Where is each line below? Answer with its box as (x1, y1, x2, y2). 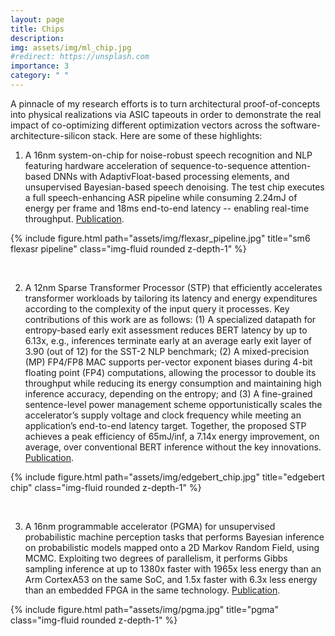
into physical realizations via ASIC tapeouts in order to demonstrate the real (10, 108, 322, 120)
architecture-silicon (10, 129, 91, 141)
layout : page (10, 14, 65, 25)
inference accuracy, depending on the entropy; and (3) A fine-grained (24, 387, 313, 400)
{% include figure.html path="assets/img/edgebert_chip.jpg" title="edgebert (10, 471, 325, 483)
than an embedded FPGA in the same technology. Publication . (24, 584, 281, 596)
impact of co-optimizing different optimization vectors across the (10, 119, 279, 131)
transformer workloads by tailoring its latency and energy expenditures (24, 292, 318, 304)
